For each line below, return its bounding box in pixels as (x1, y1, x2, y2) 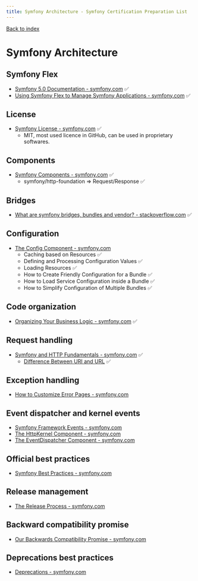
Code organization (6, 302, 76, 312)
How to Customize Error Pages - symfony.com (14, 391, 129, 398)
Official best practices (6, 454, 90, 464)
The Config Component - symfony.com (14, 244, 111, 251)
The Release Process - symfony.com (14, 503, 105, 510)
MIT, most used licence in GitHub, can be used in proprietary (23, 132, 174, 139)
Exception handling (6, 375, 80, 385)
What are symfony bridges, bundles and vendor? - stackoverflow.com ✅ (14, 211, 192, 219)
